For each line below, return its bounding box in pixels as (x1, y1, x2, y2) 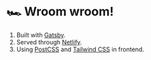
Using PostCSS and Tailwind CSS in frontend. (16, 45, 145, 53)
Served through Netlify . (16, 38, 83, 46)
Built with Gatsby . (16, 30, 66, 39)
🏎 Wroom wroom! (6, 4, 114, 20)
